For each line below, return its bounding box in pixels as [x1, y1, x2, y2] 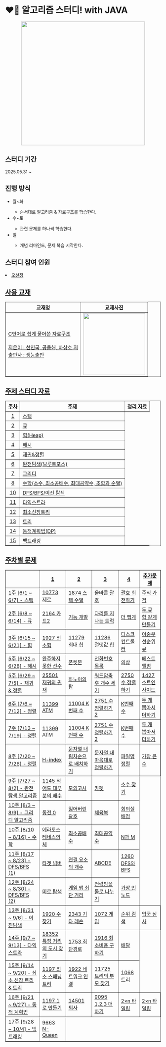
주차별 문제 [5, 556, 37, 565]
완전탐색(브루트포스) [22, 461, 68, 468]
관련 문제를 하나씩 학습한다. [19, 226, 73, 232]
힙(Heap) [22, 432, 43, 438]
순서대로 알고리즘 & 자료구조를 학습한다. [19, 209, 97, 215]
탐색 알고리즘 [8, 792, 37, 799]
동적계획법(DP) [22, 528, 56, 534]
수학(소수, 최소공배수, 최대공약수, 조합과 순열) [22, 480, 123, 486]
